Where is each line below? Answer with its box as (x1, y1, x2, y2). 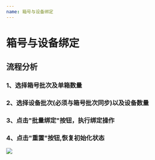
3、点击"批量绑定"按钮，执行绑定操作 (6, 116, 115, 124)
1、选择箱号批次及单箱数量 (6, 81, 82, 90)
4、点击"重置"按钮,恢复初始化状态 (6, 134, 105, 142)
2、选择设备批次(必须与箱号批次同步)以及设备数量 (6, 99, 149, 107)
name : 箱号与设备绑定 (6, 8, 54, 15)
